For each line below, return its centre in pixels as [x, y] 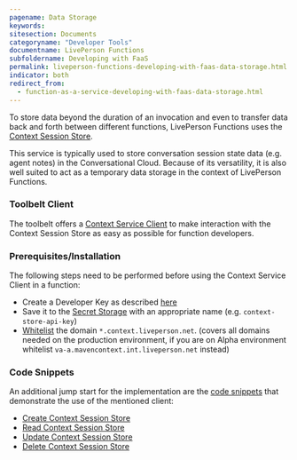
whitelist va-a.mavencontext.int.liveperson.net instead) [126, 349]
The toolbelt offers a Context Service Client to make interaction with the [140, 224]
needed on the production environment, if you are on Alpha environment [154, 340]
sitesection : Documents [53, 34]
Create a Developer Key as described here [99, 302]
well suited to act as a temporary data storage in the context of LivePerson [145, 172]
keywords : [27, 26]
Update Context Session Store [77, 437]
